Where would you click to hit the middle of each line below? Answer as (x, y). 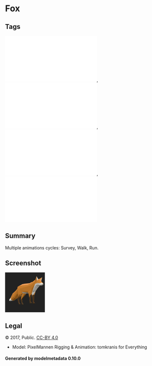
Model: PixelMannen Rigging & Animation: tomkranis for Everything (80, 347)
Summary (20, 236)
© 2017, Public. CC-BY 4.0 (32, 338)
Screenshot (23, 263)
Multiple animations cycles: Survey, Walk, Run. (52, 247)
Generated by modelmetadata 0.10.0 (43, 359)
